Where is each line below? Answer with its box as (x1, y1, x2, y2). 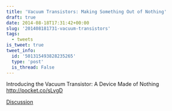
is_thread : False (11, 64, 55, 70)
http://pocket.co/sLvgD (6, 87, 63, 94)
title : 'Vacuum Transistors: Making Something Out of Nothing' (6, 8, 167, 15)
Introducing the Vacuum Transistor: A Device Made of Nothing (6, 81, 159, 88)
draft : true (6, 14, 36, 20)
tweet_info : (6, 48, 36, 54)
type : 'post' (11, 58, 44, 64)
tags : (6, 31, 20, 37)
